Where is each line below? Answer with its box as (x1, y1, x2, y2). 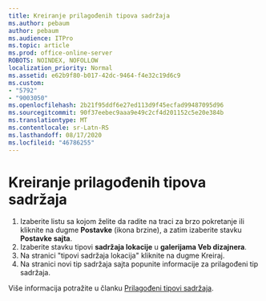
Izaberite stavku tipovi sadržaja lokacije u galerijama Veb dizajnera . (19, 242, 247, 252)
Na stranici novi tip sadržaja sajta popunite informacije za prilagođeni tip (19, 259, 259, 269)
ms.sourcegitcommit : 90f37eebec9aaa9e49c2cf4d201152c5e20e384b (8, 109, 224, 117)
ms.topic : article (8, 42, 70, 50)
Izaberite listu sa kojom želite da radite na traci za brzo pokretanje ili (19, 217, 244, 226)
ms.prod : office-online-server (8, 49, 113, 57)
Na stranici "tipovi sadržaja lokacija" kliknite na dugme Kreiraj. (19, 250, 225, 261)
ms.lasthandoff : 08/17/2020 (8, 131, 103, 139)
